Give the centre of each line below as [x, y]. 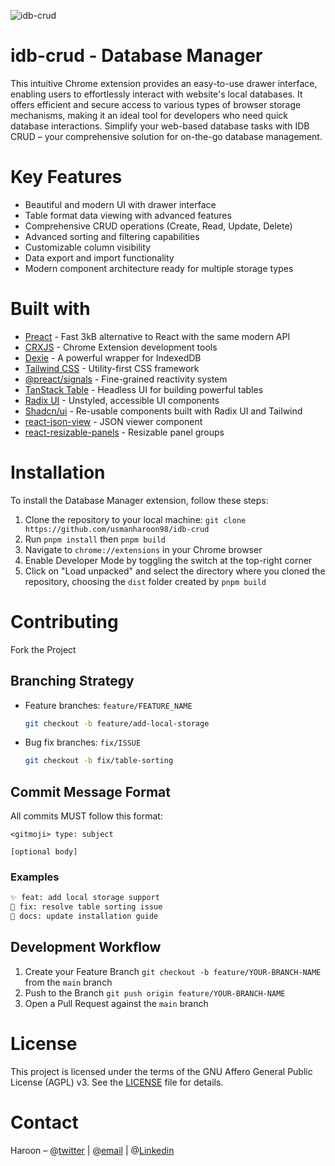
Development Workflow [86, 947]
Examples [35, 877]
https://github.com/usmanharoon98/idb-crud [117, 529]
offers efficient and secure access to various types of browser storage [156, 104]
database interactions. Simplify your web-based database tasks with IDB [160, 126]
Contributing [64, 621]
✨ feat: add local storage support [85, 898]
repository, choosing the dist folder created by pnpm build [145, 581]
